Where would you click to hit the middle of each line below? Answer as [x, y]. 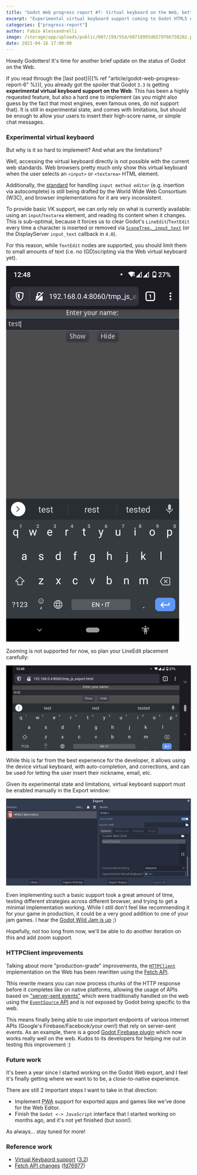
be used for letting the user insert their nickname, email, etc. [79, 772]
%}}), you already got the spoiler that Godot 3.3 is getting [100, 85]
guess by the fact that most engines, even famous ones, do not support [92, 103]
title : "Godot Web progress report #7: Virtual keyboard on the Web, [93, 12]
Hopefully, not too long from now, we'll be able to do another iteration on [94, 931]
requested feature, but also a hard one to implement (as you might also [92, 97]
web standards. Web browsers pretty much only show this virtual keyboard [97, 168]
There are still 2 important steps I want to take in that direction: [82, 1090]
